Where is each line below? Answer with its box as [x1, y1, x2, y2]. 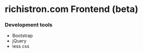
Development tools [5, 21, 53, 28]
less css [12, 43, 30, 49]
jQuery [12, 38, 26, 44]
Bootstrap [12, 32, 33, 38]
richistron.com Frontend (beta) [5, 3, 138, 15]
